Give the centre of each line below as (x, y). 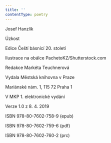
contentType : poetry (27, 14)
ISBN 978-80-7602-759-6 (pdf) (38, 125)
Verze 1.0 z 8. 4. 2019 (27, 106)
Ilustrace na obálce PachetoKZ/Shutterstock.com (56, 57)
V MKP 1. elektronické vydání (35, 96)
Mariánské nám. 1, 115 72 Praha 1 (39, 87)
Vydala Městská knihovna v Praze (40, 77)
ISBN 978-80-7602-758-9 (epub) (39, 116)
